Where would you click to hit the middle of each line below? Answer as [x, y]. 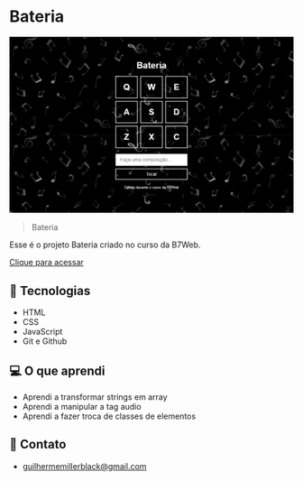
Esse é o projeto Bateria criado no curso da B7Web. [105, 245]
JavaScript [42, 332]
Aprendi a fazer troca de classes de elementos [109, 416]
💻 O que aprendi [57, 370]
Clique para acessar [46, 263]
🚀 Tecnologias [50, 291]
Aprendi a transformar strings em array [95, 397]
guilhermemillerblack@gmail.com [84, 466]
